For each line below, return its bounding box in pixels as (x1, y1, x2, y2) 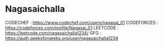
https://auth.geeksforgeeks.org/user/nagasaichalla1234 (5, 35, 118, 41)
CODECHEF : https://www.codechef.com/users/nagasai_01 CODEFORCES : (5, 20, 159, 25)
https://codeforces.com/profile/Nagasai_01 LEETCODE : (5, 24, 119, 30)
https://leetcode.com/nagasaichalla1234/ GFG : (5, 30, 102, 36)
